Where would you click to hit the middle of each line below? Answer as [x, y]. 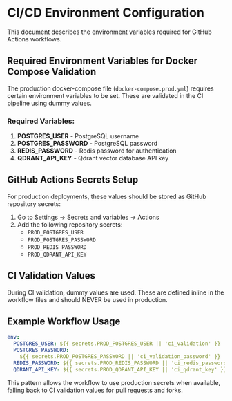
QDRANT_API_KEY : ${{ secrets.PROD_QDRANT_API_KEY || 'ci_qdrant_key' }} [120, 369]
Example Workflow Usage [64, 322]
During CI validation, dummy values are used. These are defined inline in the [116, 292]
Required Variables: [41, 121]
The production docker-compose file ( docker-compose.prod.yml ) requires [110, 88]
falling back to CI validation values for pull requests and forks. [95, 390]
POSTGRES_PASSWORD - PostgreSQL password [87, 144]
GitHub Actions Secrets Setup [73, 180]
